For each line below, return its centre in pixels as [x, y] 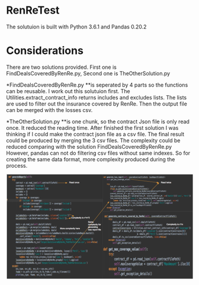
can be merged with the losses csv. [49, 110]
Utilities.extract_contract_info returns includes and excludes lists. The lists [97, 97]
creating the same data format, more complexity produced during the [91, 159]
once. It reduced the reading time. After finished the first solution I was [92, 127]
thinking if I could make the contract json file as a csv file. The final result [95, 134]
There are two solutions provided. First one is [61, 67]
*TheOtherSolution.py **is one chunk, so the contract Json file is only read [98, 121]
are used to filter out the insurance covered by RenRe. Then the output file [97, 104]
